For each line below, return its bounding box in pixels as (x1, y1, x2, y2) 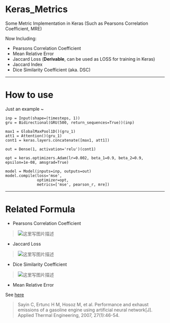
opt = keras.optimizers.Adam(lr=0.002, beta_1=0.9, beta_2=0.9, (5, 155, 144, 160)
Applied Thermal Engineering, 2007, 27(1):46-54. (17, 312, 120, 318)
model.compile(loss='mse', (5, 173, 62, 178)
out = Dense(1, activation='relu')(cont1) (5, 147, 96, 152)
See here (5, 292, 24, 298)
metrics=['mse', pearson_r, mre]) (37, 182, 110, 187)
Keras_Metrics (5, 4, 68, 15)
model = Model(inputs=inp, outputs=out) (5, 168, 92, 174)
